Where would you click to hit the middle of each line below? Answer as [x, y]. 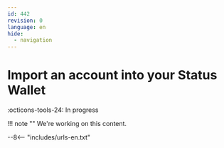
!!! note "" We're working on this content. [67, 124]
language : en [27, 27]
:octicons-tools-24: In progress [53, 110]
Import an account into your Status [112, 75]
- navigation [33, 40]
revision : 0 [25, 21]
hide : [15, 34]
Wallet [27, 90]
